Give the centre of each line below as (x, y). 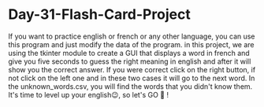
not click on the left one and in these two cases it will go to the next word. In (132, 78)
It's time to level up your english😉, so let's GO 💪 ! (89, 94)
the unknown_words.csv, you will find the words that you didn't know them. (130, 86)
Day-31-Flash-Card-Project (99, 15)
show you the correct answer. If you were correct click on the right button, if (132, 69)
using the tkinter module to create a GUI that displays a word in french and (129, 53)
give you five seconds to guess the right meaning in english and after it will (130, 61)
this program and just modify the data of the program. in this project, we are (131, 44)
